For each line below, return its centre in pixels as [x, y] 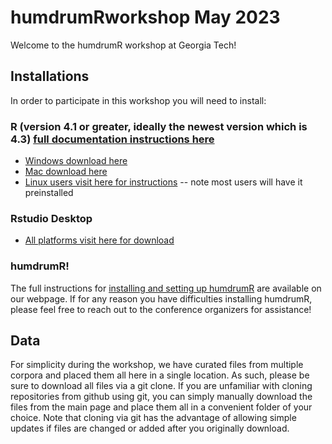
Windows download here [76, 161]
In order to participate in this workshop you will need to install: [138, 100]
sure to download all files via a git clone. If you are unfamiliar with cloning [161, 386]
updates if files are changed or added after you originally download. [150, 428]
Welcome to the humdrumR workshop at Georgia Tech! [123, 45]
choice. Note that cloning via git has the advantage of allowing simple [153, 418]
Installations [50, 76]
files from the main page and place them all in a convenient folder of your [161, 407]
